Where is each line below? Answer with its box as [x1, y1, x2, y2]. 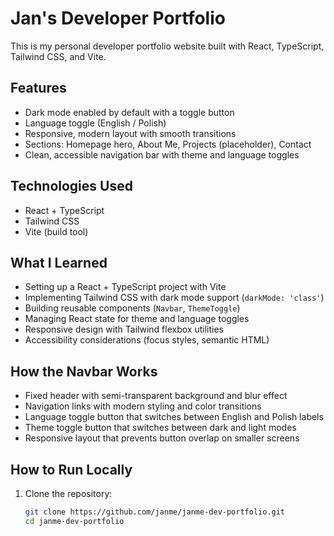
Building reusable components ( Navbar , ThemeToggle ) [24, 302, 241, 314]
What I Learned [10, 254, 108, 271]
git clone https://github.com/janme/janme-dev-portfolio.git [24, 507, 286, 517]
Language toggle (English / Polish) [24, 117, 167, 129]
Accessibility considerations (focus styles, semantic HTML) [24, 334, 270, 346]
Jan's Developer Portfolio [10, 7, 226, 30]
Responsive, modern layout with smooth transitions [24, 127, 237, 139]
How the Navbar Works [10, 363, 158, 380]
